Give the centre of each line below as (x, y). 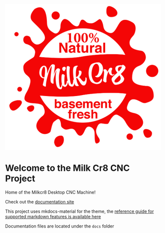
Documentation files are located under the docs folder (60, 226)
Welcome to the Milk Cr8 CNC (67, 168)
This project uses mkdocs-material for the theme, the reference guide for (80, 211)
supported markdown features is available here (53, 216)
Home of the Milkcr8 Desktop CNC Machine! (50, 192)
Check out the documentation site (40, 201)
